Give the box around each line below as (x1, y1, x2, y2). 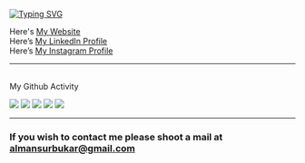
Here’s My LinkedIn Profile (9, 36, 108, 46)
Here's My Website (9, 26, 81, 36)
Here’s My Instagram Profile (9, 45, 113, 56)
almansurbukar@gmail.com (9, 141, 136, 154)
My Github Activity (9, 81, 79, 91)
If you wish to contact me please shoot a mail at (9, 130, 223, 143)
